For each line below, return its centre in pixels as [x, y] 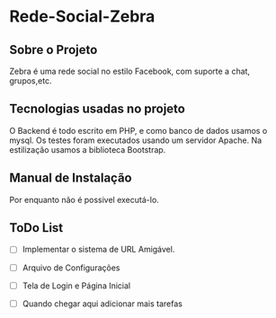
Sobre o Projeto [53, 50]
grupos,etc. [31, 81]
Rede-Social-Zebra [82, 17]
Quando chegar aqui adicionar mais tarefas [102, 304]
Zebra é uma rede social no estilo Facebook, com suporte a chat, [129, 71]
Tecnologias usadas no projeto [98, 109]
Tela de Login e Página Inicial [76, 286]
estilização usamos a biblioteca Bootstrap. [88, 149]
